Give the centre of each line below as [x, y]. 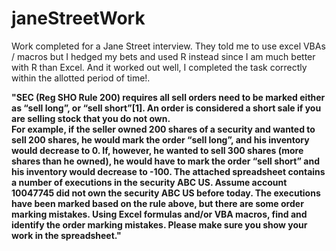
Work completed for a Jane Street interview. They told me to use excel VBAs [168, 46]
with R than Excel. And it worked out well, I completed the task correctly [159, 67]
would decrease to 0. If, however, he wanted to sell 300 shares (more [157, 150]
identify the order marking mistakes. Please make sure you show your [159, 224]
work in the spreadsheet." [66, 235]
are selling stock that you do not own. [91, 118]
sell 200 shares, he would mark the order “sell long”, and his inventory [160, 139]
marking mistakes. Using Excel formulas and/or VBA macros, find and [159, 214]
